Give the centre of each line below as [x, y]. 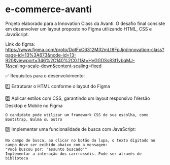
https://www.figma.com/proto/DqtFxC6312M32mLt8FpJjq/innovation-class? [85, 49]
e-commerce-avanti [49, 9]
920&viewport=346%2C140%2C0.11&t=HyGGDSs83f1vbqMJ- [70, 60]
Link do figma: [20, 44]
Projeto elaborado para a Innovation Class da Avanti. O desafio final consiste [85, 23]
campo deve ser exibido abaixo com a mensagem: [57, 145]
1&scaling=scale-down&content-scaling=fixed [54, 66]
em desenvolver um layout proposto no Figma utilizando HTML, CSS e [79, 29]
